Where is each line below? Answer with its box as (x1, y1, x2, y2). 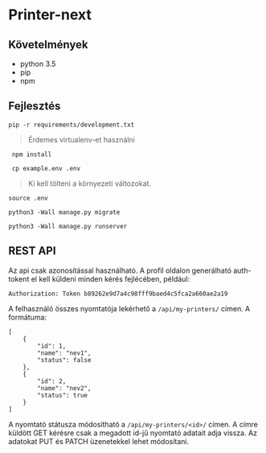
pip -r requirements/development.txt (8, 121, 135, 129)
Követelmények (8, 38, 88, 51)
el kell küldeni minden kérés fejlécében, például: (31, 274, 190, 283)
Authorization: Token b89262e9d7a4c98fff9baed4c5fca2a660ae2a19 (8, 290, 228, 298)
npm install (11, 150, 52, 159)
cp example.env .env (11, 164, 81, 172)
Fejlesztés (8, 99, 61, 113)
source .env (8, 194, 48, 202)
